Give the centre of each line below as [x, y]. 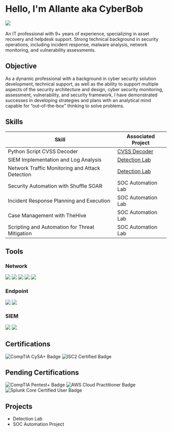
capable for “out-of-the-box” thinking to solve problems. [65, 106]
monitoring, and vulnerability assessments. [51, 50]
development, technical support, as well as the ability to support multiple [82, 84]
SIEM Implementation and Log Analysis [55, 159]
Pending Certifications [42, 373]
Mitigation [20, 233]
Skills [14, 122]
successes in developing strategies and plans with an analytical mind [78, 100]
